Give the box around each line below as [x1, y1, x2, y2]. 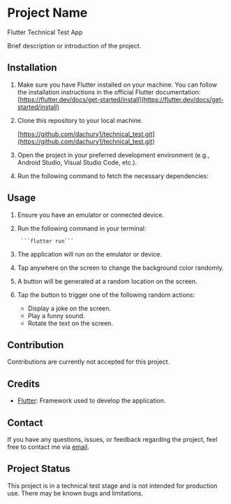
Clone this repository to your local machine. [17, 116, 143, 124]
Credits [7, 377, 40, 389]
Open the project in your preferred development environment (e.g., [17, 150, 210, 159]
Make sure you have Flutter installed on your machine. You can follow [17, 80, 218, 89]
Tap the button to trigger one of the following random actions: [17, 290, 195, 298]
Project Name [7, 5, 88, 21]
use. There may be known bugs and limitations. [7, 489, 143, 497]
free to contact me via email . [7, 442, 89, 451]
